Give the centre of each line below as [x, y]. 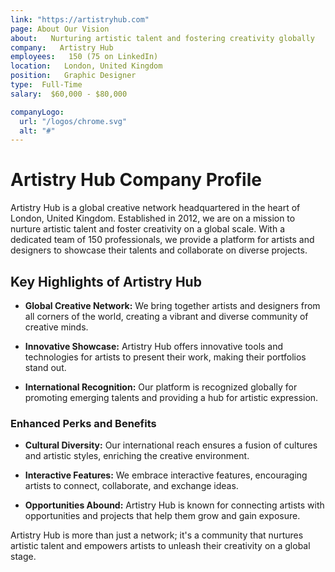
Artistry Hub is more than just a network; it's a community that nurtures [157, 535]
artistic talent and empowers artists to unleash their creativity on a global [160, 546]
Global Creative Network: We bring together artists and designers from [172, 305]
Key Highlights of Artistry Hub [106, 281]
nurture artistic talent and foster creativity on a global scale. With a [148, 229]
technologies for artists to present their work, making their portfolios [165, 357]
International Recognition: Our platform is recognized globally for [161, 387]
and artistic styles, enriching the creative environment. [137, 456]
